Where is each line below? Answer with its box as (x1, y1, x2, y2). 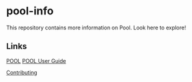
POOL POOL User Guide (6, 57, 66, 64)
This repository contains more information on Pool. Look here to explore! (6, 24, 187, 31)
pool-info (6, 4, 54, 18)
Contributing (6, 69, 37, 76)
